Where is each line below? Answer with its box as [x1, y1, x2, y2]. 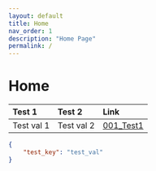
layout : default [8, 11, 63, 20]
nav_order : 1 [8, 27, 53, 35]
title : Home [8, 19, 49, 28]
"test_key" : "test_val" [23, 147, 104, 156]
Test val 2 [57, 120, 95, 131]
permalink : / [8, 42, 53, 50]
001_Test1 [102, 120, 144, 131]
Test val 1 [12, 120, 50, 131]
